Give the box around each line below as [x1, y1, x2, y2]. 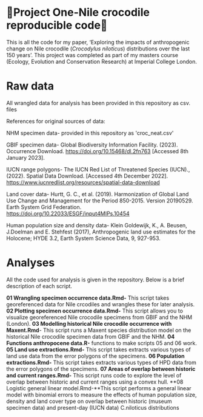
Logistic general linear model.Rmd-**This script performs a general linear [6, 384, 192, 391]
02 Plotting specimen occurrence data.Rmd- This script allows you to [6, 307, 184, 314]
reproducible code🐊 [6, 18, 108, 32]
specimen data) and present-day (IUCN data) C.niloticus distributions [6, 404, 180, 411]
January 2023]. [6, 154, 45, 161]
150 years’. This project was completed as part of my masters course [6, 51, 179, 58]
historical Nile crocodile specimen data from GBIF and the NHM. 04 [6, 333, 175, 340]
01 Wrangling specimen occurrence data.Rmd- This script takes [6, 294, 170, 302]
